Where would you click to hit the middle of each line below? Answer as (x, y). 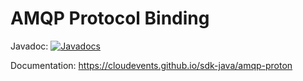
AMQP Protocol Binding (110, 18)
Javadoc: (29, 46)
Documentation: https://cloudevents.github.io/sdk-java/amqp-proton (151, 65)
